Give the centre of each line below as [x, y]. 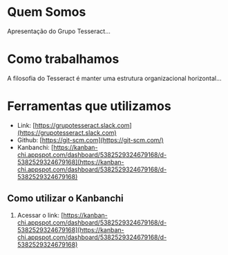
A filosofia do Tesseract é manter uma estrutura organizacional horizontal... [115, 78]
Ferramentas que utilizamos [89, 106]
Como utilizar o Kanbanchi [66, 199]
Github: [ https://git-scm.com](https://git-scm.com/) [90, 140]
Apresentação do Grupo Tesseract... [59, 31]
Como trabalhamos [63, 59]
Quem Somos [47, 12]
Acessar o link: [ [40, 215]
